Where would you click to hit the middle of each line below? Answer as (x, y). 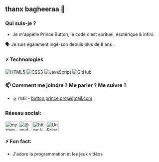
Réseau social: (23, 113)
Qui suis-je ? (21, 23)
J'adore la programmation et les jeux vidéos (58, 154)
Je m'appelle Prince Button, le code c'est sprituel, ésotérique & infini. (83, 34)
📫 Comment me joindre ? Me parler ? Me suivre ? (66, 85)
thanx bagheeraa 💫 (35, 9)
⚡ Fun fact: (18, 141)
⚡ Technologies (24, 59)
